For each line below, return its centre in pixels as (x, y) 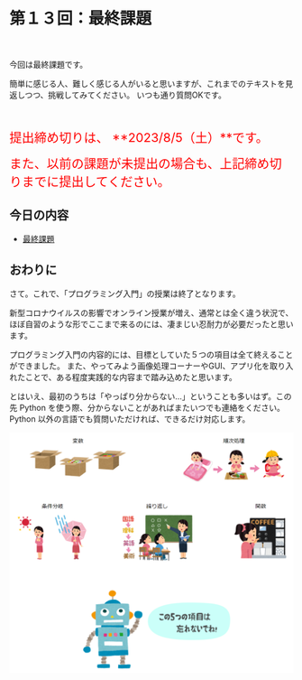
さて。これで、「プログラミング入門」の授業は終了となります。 (125, 293)
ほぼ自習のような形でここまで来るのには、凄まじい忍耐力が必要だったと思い (151, 324)
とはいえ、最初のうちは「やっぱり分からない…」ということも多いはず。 (143, 396)
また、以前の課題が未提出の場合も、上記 (127, 163)
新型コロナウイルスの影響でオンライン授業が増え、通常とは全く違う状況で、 (151, 312)
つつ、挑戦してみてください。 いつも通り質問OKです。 (126, 95)
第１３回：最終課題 (81, 19)
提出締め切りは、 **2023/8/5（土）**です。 (139, 137)
